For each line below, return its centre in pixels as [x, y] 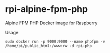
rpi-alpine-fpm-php [47, 9]
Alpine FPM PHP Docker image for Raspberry [51, 23]
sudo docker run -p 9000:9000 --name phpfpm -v [55, 41]
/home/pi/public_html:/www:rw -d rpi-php [49, 46]
